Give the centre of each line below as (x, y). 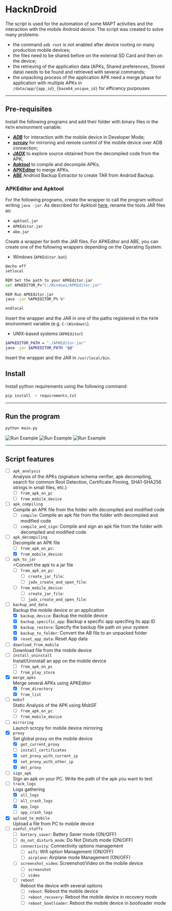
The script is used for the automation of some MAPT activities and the (79, 24)
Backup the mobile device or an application (58, 610)
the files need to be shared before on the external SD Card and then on (88, 55)
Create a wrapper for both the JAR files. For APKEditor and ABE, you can (82, 241)
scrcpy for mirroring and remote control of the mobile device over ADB (88, 142)
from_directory (36, 689)
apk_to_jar (24, 559)
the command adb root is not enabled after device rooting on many (83, 44)
